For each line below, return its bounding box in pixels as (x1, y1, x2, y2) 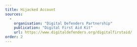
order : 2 (5, 35, 23, 40)
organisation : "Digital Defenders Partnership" (14, 21, 113, 26)
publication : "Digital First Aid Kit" (14, 25, 93, 30)
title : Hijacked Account (5, 7, 56, 12)
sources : (5, 12, 23, 17)
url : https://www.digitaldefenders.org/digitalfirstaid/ (14, 30, 133, 35)
